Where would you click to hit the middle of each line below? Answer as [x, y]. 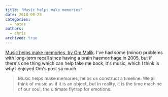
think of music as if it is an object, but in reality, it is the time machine [90, 83]
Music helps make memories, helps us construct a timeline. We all [87, 78]
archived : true [21, 38]
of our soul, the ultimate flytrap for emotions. [64, 89]
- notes [18, 24]
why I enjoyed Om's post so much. [41, 68]
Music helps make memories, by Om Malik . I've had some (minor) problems [84, 52]
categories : [18, 19]
